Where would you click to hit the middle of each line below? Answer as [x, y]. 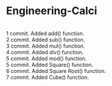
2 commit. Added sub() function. [46, 39]
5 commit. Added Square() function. [50, 64]
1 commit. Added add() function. [45, 33]
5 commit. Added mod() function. [47, 58]
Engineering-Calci [52, 11]
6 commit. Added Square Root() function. [56, 71]
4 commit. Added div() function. [45, 52]
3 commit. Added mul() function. [46, 46]
